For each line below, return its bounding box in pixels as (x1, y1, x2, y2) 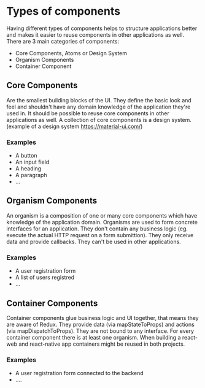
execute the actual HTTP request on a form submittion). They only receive (6, 231, 194, 238)
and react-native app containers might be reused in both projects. (18, 340, 185, 348)
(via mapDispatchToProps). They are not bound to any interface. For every (6, 327, 195, 335)
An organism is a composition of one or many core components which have (6, 211, 198, 219)
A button (15, 152, 37, 159)
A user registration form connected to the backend (15, 370, 144, 377)
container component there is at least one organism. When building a (6, 333, 181, 341)
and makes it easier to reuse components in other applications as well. (6, 31, 185, 38)
